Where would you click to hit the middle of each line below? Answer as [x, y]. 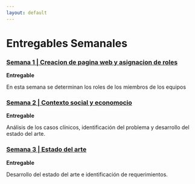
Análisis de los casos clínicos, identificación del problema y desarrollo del [98, 127]
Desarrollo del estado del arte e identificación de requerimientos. [87, 174]
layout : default [27, 13]
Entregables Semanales [67, 43]
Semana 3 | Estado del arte [46, 150]
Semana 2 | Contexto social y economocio [69, 103]
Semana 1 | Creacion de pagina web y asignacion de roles [92, 62]
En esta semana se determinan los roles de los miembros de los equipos [96, 87]
